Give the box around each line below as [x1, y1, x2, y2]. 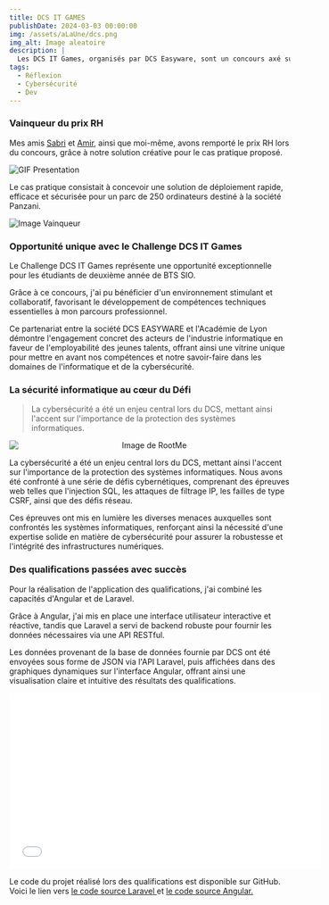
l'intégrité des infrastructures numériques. [9, 541, 164, 552]
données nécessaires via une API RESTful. [9, 629, 165, 640]
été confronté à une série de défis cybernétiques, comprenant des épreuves [9, 477, 290, 487]
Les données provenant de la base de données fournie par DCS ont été [9, 646, 271, 657]
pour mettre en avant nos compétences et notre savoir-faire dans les [9, 352, 262, 362]
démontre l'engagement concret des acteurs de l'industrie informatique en [9, 333, 284, 344]
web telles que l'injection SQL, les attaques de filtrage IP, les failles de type [9, 486, 285, 496]
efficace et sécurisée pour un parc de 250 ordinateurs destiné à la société [9, 191, 282, 202]
